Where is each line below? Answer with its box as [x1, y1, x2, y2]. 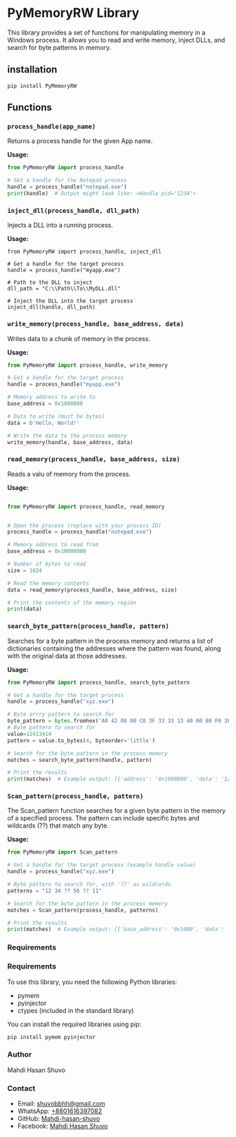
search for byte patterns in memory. [7, 43, 112, 51]
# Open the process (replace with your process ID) [7, 522, 162, 529]
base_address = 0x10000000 [7, 548, 86, 555]
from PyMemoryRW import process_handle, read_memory [7, 503, 165, 510]
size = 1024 [7, 567, 42, 574]
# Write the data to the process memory [7, 432, 128, 439]
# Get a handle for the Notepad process [7, 177, 128, 184]
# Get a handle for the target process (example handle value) [7, 861, 197, 868]
